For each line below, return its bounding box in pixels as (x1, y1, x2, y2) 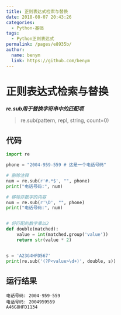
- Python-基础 (11, 25, 44, 31)
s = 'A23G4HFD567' (6, 253, 51, 259)
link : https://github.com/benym (11, 57, 91, 63)
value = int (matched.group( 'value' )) (16, 232, 109, 238)
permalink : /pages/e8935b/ (6, 42, 72, 48)
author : (6, 47, 25, 53)
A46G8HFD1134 (6, 304, 38, 310)
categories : (6, 19, 35, 25)
